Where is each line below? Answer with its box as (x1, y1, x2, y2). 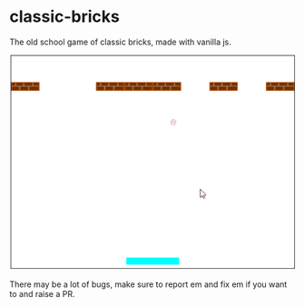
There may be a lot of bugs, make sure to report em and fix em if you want (9, 279, 288, 290)
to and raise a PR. (9, 288, 75, 299)
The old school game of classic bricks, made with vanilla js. (9, 36, 231, 47)
